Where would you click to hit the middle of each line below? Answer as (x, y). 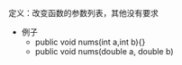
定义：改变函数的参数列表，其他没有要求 (83, 13)
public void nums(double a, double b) (104, 51)
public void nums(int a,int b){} (90, 42)
